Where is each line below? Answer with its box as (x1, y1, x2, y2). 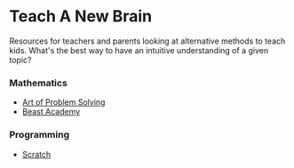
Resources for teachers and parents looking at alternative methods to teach (9, 36, 286, 46)
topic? (9, 54, 32, 65)
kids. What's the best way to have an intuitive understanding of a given (9, 44, 269, 55)
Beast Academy (21, 107, 81, 117)
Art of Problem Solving (21, 97, 106, 108)
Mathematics (9, 76, 68, 89)
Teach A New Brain (9, 6, 153, 27)
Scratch (21, 148, 52, 159)
